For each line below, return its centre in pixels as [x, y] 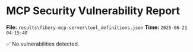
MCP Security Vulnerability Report [93, 11]
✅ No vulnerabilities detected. [43, 44]
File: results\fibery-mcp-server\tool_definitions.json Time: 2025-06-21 [97, 27]
